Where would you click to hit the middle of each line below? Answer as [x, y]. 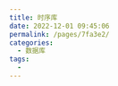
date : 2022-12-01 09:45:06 [59, 26]
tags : [19, 59]
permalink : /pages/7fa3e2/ [59, 34]
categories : [31, 43]
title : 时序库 [34, 17]
